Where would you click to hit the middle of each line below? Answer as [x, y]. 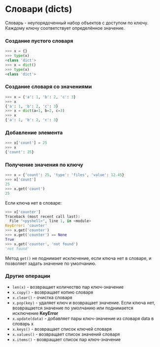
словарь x [23, 324]
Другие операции [28, 276]
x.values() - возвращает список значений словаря [66, 334]
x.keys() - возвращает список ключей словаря [62, 329]
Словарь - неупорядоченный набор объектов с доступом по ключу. [77, 23]
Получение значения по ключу [44, 165]
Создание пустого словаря [39, 41]
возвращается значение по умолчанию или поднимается [73, 308]
